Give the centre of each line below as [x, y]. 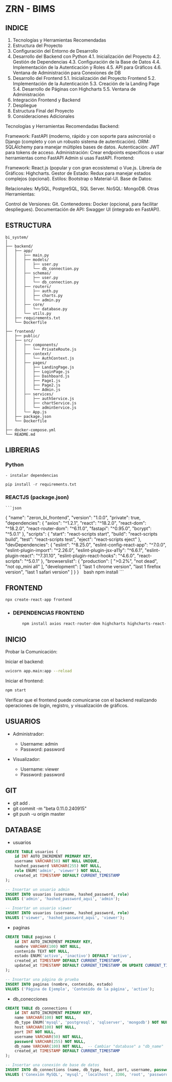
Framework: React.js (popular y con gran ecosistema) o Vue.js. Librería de [84, 168]
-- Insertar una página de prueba [42, 979]
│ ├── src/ [19, 340]
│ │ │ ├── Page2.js [33, 385]
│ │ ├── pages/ [26, 363]
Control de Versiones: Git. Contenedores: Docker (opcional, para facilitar [82, 204]
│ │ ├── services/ [29, 394]
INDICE [17, 28]
